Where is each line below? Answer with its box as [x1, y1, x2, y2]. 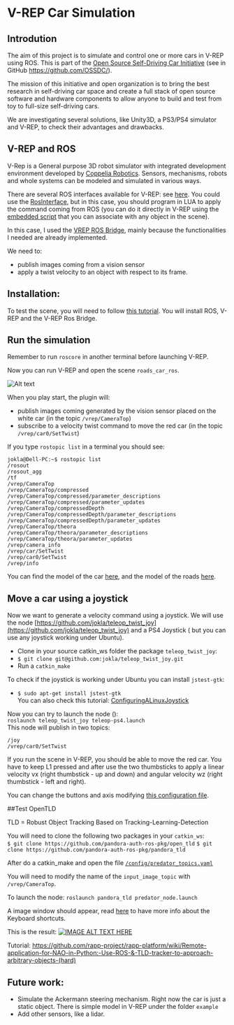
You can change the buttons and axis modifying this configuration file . [7, 791, 210, 799]
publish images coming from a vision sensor [17, 260, 145, 268]
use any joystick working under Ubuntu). [7, 634, 124, 642]
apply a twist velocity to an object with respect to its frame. [17, 268, 189, 276]
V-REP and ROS [7, 143, 76, 155]
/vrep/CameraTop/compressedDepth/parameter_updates [7, 517, 161, 525]
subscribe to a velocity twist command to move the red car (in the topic [17, 421, 224, 430]
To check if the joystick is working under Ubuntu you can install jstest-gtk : [7, 676, 225, 684]
